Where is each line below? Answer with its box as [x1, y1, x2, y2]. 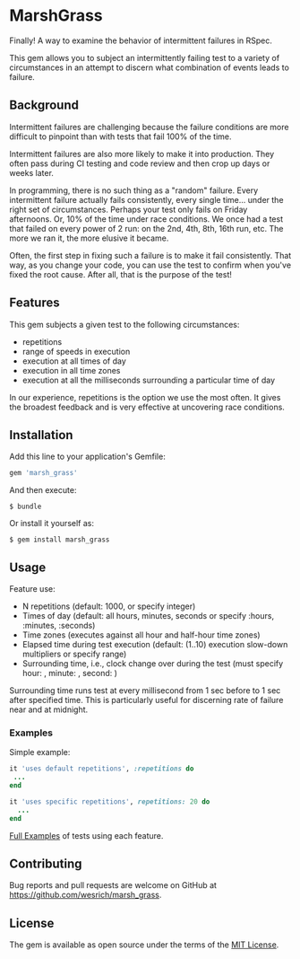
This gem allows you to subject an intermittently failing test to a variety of [9, 52, 280, 63]
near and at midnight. [9, 704, 89, 715]
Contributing [9, 857, 82, 871]
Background [9, 98, 79, 113]
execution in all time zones [21, 365, 121, 375]
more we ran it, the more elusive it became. [9, 233, 169, 243]
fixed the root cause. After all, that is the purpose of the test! [9, 268, 233, 279]
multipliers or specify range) [21, 648, 127, 660]
